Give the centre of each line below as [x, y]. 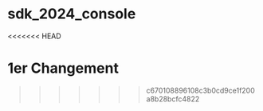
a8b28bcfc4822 [173, 99]
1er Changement [63, 68]
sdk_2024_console [72, 14]
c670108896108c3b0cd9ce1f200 [201, 90]
